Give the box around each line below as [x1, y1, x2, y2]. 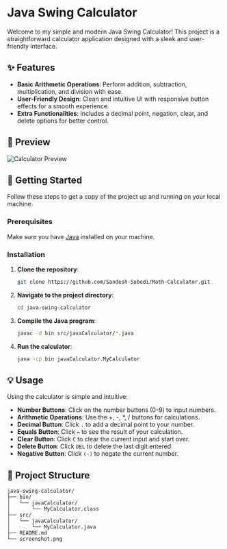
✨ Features [7, 62, 55, 73]
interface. [30, 42, 58, 50]
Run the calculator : [16, 342, 72, 350]
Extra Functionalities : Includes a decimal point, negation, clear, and [16, 109, 209, 117]
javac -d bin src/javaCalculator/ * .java [16, 330, 134, 337]
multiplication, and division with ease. [16, 87, 123, 95]
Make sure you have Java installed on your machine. [7, 232, 155, 241]
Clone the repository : [16, 265, 79, 273]
